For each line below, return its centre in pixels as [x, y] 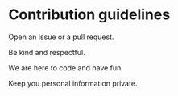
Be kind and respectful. [47, 52]
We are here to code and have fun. [66, 68]
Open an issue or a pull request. [61, 37]
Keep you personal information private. [73, 83]
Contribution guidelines [89, 15]
